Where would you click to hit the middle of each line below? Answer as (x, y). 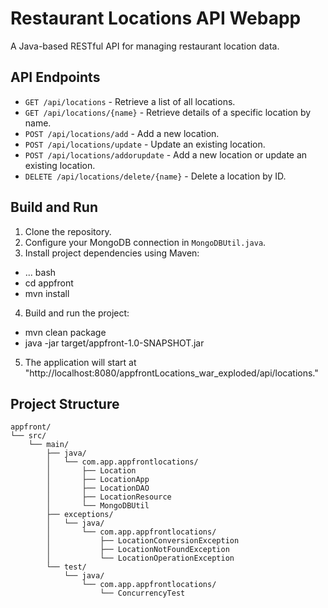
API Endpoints (55, 77)
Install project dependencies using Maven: (112, 253)
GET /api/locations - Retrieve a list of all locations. (130, 101)
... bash (40, 272)
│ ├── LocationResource (109, 497)
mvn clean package (65, 332)
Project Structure (65, 403)
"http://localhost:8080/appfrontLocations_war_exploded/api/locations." (171, 373)
